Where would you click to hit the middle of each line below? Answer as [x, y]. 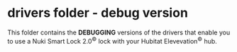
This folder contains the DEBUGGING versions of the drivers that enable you [119, 32]
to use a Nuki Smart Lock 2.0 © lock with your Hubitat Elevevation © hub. [112, 40]
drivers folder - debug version [98, 13]
